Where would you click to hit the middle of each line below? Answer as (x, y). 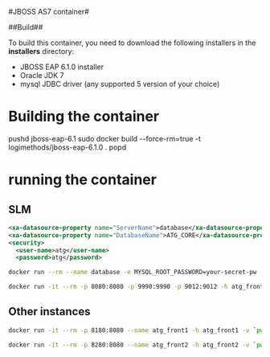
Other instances (49, 312)
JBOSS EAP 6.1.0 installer (62, 67)
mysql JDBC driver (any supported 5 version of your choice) (120, 84)
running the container (82, 180)
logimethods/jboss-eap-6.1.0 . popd (67, 147)
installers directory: (41, 51)
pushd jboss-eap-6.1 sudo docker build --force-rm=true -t (104, 138)
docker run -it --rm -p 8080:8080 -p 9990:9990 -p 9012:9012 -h (118, 287)
